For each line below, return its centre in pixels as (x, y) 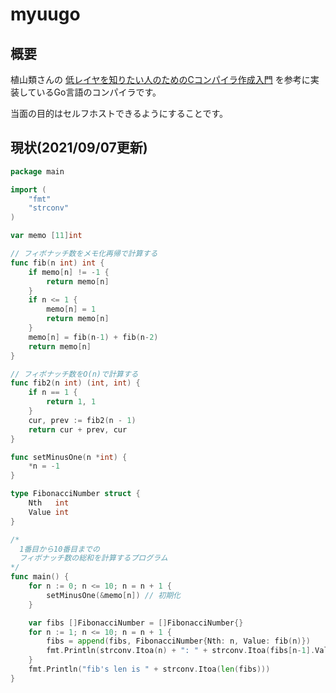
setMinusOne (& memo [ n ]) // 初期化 (113, 595)
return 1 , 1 (71, 402)
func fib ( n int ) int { (57, 263)
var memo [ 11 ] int (46, 236)
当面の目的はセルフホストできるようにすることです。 (119, 113)
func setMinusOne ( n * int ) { (69, 457)
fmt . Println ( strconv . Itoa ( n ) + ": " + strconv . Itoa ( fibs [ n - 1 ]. (181, 651)
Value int (49, 512)
